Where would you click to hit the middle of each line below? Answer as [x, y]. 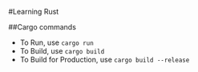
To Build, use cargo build [62, 51]
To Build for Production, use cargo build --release [105, 60]
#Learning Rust [34, 12]
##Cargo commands [42, 27]
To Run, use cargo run [57, 42]
